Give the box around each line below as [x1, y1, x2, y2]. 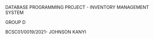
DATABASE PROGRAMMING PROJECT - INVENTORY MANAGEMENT [5, 4, 149, 10]
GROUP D [5, 19, 26, 25]
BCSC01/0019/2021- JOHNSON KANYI [5, 29, 86, 34]
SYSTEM [5, 9, 24, 15]
